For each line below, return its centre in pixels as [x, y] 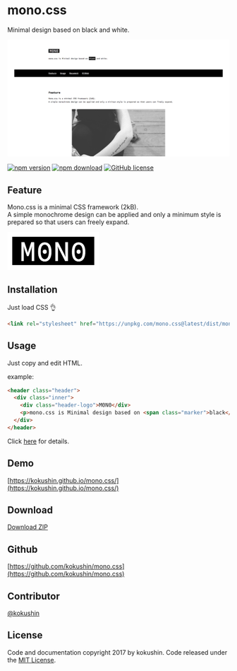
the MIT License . [32, 660]
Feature [25, 190]
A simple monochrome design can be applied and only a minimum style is [114, 215]
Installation [32, 290]
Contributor [34, 596]
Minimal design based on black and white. [68, 30]
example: [20, 376]
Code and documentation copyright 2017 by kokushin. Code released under [117, 652]
